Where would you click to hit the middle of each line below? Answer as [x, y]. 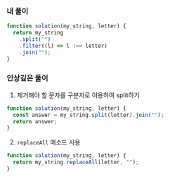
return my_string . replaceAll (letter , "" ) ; [76, 162]
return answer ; [35, 121]
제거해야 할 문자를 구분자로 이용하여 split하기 [78, 95]
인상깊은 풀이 [27, 78]
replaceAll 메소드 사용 [48, 142]
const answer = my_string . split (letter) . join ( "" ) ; [89, 115]
